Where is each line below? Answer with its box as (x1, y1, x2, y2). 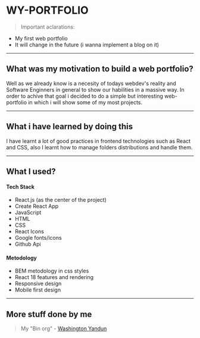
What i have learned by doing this (6, 121, 133, 132)
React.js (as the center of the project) (14, 196, 107, 204)
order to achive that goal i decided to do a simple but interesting (6, 92, 164, 99)
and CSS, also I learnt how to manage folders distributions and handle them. (6, 143, 193, 151)
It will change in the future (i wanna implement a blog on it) (14, 41, 160, 48)
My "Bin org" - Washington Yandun (20, 325, 107, 332)
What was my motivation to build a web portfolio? (6, 64, 193, 74)
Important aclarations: (20, 23, 75, 30)
